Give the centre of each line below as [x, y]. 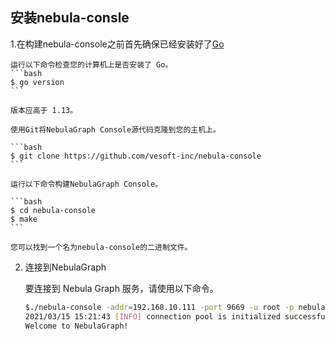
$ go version [37, 82]
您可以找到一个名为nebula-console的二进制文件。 [101, 247]
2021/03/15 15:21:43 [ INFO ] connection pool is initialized [152, 316]
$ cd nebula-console [53, 210]
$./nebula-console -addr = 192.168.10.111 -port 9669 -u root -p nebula [175, 307]
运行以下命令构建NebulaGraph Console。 [86, 184]
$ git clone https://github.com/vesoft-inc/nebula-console [136, 156]
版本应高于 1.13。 [44, 110]
